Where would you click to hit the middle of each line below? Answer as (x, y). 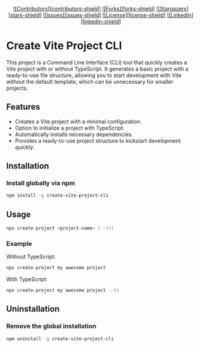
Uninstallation (33, 309)
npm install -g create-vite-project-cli (58, 196)
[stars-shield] (25, 15)
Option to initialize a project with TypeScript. (70, 128)
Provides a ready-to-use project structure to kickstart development (98, 140)
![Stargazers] (172, 9)
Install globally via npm (41, 183)
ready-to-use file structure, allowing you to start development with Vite (94, 75)
